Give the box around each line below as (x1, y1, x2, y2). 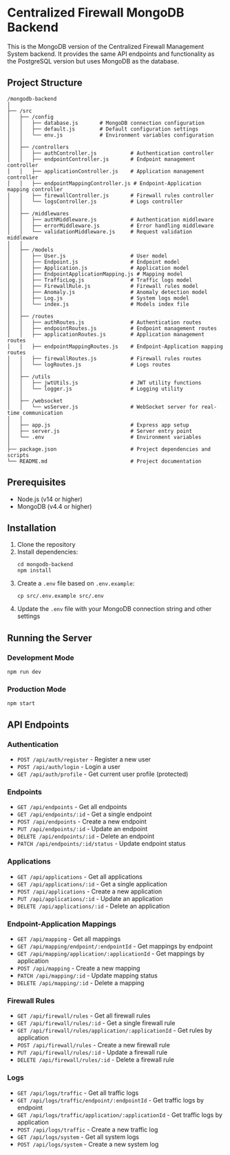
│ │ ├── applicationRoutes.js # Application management (7, 331, 205, 338)
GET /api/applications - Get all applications (17, 872, 143, 881)
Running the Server (7, 632, 92, 643)
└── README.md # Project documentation (7, 458, 202, 465)
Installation (7, 522, 56, 534)
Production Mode (7, 684, 67, 694)
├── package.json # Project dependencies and (7, 445, 211, 453)
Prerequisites (7, 476, 66, 488)
